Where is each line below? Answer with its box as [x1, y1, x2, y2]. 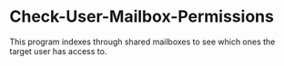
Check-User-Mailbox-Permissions [9, 6, 275, 27]
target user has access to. [9, 45, 107, 56]
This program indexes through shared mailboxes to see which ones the [9, 36, 276, 47]
